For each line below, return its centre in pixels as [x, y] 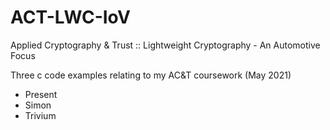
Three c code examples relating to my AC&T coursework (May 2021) [151, 75]
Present [41, 94]
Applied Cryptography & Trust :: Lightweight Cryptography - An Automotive [165, 45]
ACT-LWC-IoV [70, 17]
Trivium [40, 115]
